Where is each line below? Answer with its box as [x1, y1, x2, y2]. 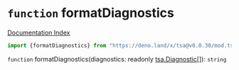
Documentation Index [7, 28, 70, 37]
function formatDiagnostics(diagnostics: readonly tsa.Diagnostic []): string [7, 54, 227, 63]
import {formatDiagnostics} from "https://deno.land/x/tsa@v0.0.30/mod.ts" [7, 42, 237, 49]
